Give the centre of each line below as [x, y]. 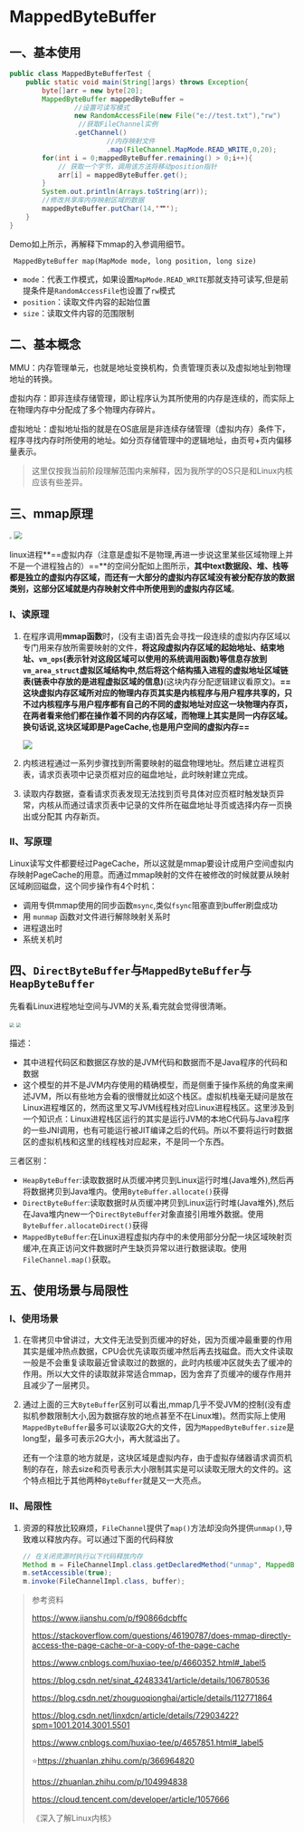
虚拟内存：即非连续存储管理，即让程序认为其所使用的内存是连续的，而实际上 [152, 398]
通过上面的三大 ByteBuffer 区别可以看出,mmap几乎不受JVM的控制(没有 [152, 1405]
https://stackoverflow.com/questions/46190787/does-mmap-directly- [161, 1636]
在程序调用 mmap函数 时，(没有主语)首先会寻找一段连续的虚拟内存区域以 [157, 635]
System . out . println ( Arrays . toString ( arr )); [125, 192]
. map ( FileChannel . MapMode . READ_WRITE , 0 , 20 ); [192, 150]
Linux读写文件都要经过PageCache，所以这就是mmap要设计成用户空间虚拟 [148, 863]
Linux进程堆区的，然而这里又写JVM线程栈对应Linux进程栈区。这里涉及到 [158, 1107]
